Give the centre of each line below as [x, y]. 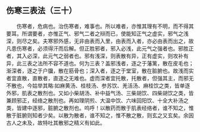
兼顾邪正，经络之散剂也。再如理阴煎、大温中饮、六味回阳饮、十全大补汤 [95, 100]
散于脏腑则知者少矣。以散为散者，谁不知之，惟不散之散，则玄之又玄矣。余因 [100, 115]
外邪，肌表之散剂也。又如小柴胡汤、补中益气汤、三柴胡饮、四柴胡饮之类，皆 [100, 93]
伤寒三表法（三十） [41, 11]
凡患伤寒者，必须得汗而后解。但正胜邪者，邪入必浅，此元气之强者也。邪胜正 [100, 48]
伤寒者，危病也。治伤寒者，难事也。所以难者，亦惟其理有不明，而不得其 [105, 26]
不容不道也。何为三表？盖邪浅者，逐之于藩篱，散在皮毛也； [121, 63]
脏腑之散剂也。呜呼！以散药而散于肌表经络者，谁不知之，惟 [121, 108]
